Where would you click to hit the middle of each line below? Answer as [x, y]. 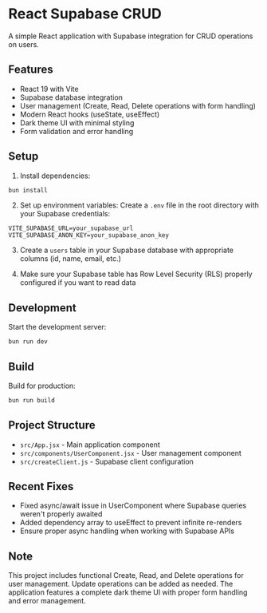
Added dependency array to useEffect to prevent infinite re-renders [131, 523]
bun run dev [28, 342]
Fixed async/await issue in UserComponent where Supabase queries [133, 506]
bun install [28, 190]
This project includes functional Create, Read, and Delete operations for [126, 575]
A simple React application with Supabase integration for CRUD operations [131, 36]
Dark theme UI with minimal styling [77, 123]
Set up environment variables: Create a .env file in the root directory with [139, 205]
